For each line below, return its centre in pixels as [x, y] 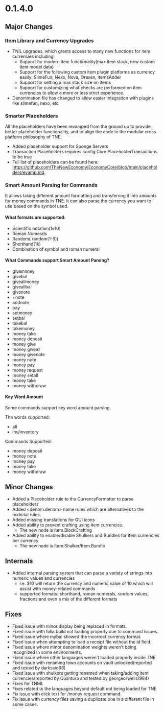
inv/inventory [25, 432]
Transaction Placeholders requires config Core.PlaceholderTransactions [85, 152]
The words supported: [27, 417]
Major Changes [29, 27]
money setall [25, 375]
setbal [18, 318]
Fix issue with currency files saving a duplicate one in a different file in [83, 699]
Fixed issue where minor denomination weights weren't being [74, 647]
